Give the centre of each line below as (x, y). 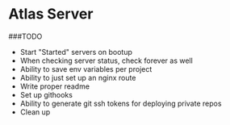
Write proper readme (55, 86)
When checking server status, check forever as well (107, 60)
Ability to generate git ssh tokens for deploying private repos (121, 103)
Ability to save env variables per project (86, 69)
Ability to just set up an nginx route (78, 77)
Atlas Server (51, 14)
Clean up (35, 112)
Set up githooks (46, 94)
